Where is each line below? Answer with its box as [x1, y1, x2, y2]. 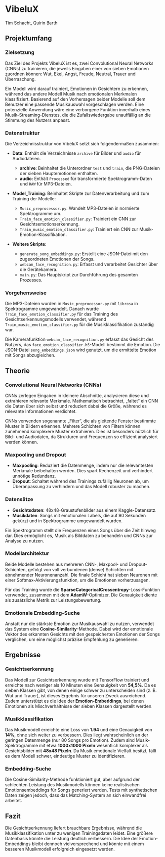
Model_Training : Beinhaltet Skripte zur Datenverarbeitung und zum [12, 190, 150, 196]
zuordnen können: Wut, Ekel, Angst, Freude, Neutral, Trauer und [5, 71, 136, 77]
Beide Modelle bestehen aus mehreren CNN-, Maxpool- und [5, 561, 128, 567]
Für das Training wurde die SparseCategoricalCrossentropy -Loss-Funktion [5, 586, 160, 592]
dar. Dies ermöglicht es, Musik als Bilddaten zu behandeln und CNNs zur [5, 533, 153, 539]
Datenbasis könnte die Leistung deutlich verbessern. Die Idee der [5, 836, 138, 842]
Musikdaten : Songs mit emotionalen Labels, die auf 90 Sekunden [12, 512, 146, 518]
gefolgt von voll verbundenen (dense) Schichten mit [28, 566, 134, 572]
